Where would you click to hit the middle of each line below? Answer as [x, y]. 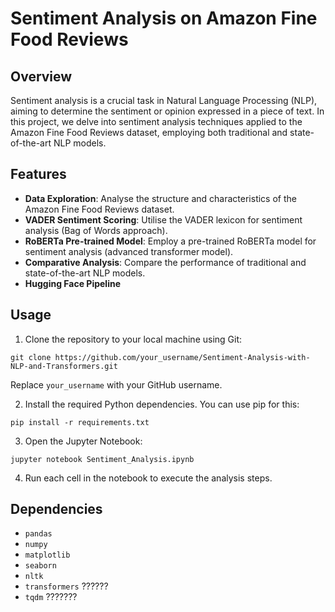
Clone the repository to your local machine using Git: [133, 339]
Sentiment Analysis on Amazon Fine [164, 18]
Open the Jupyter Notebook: [83, 441]
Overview [41, 76]
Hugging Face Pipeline [73, 283]
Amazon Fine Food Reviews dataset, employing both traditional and [149, 132]
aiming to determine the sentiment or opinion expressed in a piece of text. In [167, 111]
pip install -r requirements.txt [80, 422]
